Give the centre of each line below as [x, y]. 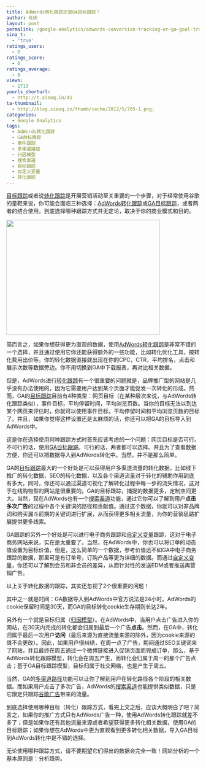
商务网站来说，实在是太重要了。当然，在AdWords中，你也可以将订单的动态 [101, 542]
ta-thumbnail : [25, 103]
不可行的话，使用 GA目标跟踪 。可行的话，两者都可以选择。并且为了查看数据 [101, 447]
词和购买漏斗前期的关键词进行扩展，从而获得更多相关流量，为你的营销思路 [100, 514]
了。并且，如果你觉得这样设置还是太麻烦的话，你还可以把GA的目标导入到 [99, 419]
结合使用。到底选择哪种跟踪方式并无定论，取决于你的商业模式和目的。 [105, 211]
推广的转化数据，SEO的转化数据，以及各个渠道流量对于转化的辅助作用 [95, 475]
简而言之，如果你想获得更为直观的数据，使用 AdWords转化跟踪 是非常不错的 [101, 344]
